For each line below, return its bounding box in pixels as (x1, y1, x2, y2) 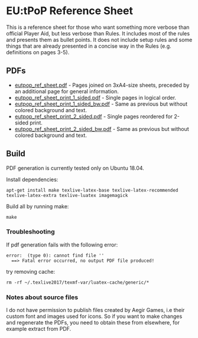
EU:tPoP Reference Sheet (6, 4, 133, 18)
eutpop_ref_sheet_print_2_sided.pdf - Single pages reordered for (14, 113, 173, 120)
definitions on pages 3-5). (6, 48, 70, 55)
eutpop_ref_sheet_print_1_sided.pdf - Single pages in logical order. (14, 94, 176, 101)
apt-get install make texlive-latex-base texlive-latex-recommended (6, 187, 178, 193)
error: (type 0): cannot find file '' (6, 252, 105, 258)
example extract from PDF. (6, 326, 72, 333)
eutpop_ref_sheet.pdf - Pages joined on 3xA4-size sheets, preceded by (14, 81, 190, 88)
